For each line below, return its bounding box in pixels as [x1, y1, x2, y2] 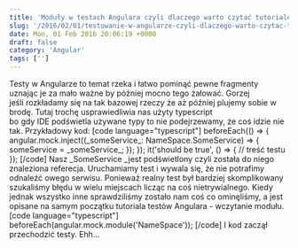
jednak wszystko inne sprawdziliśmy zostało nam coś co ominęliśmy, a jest [9, 191, 284, 202]
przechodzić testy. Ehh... [9, 229, 100, 239]
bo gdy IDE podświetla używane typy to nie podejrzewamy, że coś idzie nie [9, 116, 285, 127]
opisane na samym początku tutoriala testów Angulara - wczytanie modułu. [9, 201, 285, 211]
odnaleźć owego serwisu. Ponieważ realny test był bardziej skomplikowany [9, 173, 284, 182]
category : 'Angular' [9, 46, 86, 55]
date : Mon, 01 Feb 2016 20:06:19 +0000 [9, 29, 157, 38]
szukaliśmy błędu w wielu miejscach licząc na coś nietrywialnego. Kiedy [9, 182, 273, 192]
